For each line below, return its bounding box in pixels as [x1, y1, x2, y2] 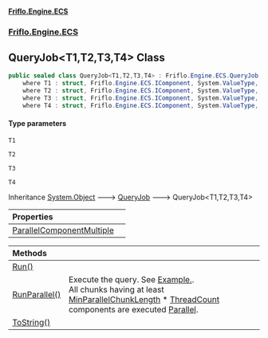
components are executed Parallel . [68, 304, 199, 315]
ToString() [12, 316, 50, 328]
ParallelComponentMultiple [12, 224, 114, 235]
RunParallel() [12, 289, 61, 300]
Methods [12, 247, 48, 258]
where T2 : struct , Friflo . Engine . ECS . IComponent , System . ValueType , [22, 87, 259, 95]
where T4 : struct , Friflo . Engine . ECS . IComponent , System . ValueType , [22, 101, 259, 109]
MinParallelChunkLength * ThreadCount [68, 293, 220, 305]
